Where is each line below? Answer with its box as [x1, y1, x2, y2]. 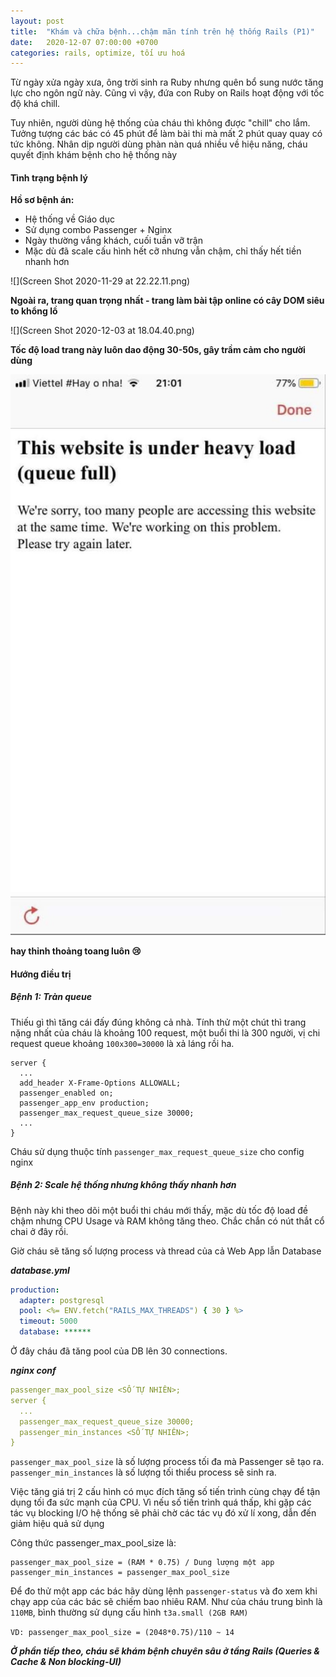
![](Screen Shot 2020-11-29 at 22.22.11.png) [10, 275, 191, 287]
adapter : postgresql [19, 1295, 105, 1305]
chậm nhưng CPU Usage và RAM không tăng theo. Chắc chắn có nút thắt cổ [10, 1215, 325, 1227]
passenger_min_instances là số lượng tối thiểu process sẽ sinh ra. [10, 1466, 277, 1479]
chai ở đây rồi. [10, 1225, 69, 1237]
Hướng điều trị [10, 968, 72, 980]
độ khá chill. [10, 98, 61, 110]
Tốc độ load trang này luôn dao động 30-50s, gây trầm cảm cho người [10, 344, 306, 356]
